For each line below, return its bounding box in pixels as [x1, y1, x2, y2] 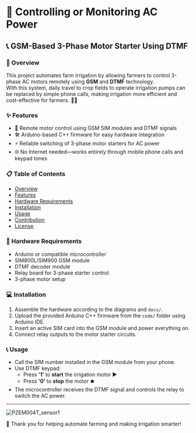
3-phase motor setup [14, 275, 66, 283]
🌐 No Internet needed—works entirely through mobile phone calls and [14, 149, 184, 156]
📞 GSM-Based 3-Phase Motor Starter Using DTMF [6, 41, 188, 51]
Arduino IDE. [14, 318, 45, 325]
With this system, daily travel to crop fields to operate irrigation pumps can [6, 84, 185, 91]
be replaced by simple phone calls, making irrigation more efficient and [6, 90, 177, 97]
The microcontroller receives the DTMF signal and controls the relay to [14, 386, 185, 393]
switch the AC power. [14, 392, 66, 400]
